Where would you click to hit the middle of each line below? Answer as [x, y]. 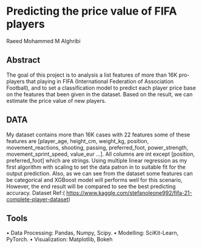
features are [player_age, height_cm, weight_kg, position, [78, 141]
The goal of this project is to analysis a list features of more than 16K [92, 75]
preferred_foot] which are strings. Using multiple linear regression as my [97, 160]
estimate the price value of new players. [56, 100]
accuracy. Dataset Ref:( [36, 192]
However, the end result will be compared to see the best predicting [91, 186]
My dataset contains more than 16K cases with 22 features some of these [98, 135]
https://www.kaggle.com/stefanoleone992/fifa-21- [129, 192]
